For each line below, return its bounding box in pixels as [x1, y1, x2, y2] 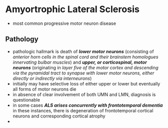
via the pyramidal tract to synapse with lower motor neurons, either [12, 70, 154, 76]
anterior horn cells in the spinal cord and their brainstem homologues [12, 54, 159, 60]
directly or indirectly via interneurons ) [12, 75, 92, 81]
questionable [12, 97, 40, 103]
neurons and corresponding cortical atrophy [12, 113, 106, 119]
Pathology [5, 35, 39, 44]
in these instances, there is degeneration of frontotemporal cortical [12, 107, 154, 113]
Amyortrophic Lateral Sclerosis [5, 4, 140, 15]
